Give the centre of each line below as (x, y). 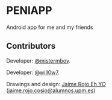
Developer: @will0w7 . (33, 72)
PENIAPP (29, 11)
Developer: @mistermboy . (39, 60)
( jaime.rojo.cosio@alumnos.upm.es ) (51, 90)
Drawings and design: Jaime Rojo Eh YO (56, 84)
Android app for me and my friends (50, 27)
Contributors (31, 46)
